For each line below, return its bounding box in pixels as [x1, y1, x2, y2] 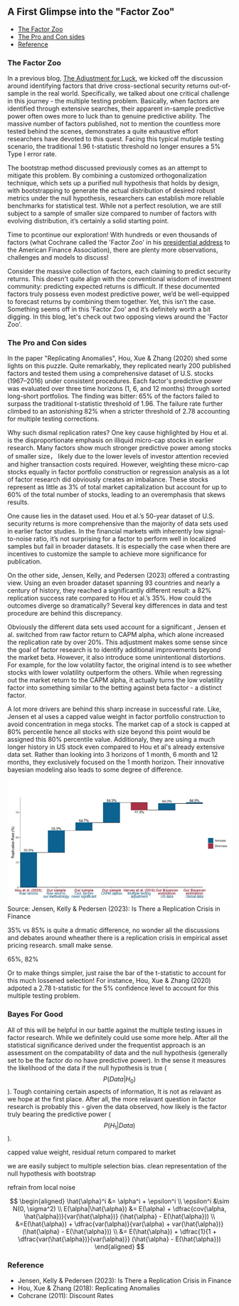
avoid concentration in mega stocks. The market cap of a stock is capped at [7, 720, 230, 729]
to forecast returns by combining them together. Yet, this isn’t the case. [7, 297, 216, 305]
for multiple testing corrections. [7, 414, 100, 423]
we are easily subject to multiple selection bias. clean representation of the [7, 1162, 227, 1170]
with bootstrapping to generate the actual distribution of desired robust [7, 186, 216, 195]
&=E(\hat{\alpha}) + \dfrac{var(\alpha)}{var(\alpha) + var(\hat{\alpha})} [15, 1220, 224, 1228]
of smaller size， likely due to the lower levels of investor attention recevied [7, 452, 229, 461]
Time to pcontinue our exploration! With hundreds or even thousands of [7, 230, 218, 239]
